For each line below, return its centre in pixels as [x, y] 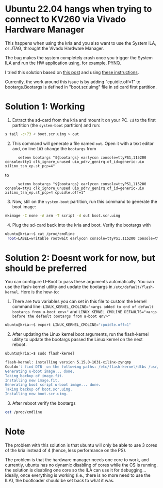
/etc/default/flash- [134, 287]
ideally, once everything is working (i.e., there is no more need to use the [78, 475]
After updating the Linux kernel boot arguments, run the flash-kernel [80, 334]
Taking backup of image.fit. [34, 376]
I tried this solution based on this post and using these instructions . [72, 72]
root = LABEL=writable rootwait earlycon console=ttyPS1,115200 [71, 238]
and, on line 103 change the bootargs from [54, 148]
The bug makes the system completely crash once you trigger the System [79, 57]
